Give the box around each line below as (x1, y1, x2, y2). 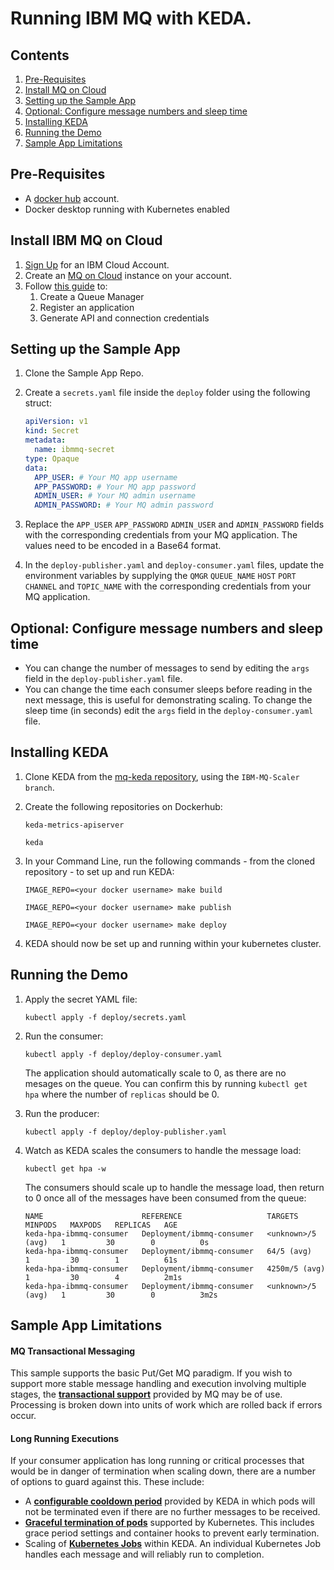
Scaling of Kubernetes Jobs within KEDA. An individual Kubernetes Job (24, 1538, 322, 1550)
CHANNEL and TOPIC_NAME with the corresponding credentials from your (24, 580, 312, 592)
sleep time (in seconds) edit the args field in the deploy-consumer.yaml (24, 705, 314, 716)
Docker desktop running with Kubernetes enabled (24, 203, 230, 215)
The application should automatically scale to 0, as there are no (24, 1067, 287, 1079)
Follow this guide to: (24, 280, 108, 292)
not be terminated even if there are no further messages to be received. (24, 1506, 321, 1518)
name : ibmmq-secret (34, 445, 116, 455)
